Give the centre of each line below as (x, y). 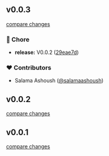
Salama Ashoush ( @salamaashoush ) (59, 81)
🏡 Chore (18, 39)
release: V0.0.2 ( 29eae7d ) (47, 52)
